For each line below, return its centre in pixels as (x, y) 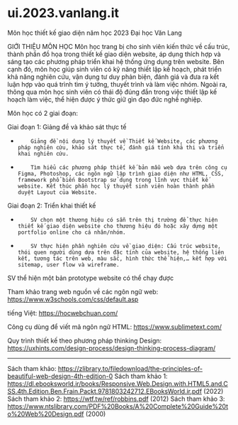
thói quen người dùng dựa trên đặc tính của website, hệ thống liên (121, 252)
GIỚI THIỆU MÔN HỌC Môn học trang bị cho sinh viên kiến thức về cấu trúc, (119, 46)
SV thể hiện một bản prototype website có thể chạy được (91, 278)
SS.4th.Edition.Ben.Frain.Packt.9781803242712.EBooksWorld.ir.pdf (105, 391)
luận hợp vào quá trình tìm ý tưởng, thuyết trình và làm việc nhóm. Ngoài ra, (118, 84)
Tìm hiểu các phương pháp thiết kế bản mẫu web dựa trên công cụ (129, 167)
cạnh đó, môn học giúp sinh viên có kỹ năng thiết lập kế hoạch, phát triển (114, 69)
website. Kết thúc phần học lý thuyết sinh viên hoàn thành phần (116, 186)
